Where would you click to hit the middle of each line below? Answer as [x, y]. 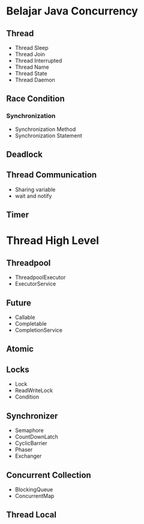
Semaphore [29, 431]
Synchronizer [32, 416]
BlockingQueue [34, 489]
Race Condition [35, 99]
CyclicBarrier [31, 443]
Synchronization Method [45, 129]
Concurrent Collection [49, 475]
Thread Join [30, 54]
